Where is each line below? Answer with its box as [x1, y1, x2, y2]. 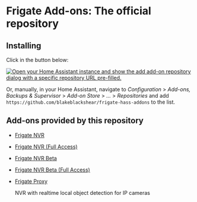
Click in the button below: [6, 57, 69, 63]
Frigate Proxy [14, 178, 48, 185]
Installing [6, 41, 42, 51]
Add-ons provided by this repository [6, 116, 144, 126]
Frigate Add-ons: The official [6, 4, 151, 18]
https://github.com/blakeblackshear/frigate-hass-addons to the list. [6, 98, 176, 105]
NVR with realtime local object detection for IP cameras [14, 189, 150, 196]
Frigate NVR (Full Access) [14, 143, 78, 150]
